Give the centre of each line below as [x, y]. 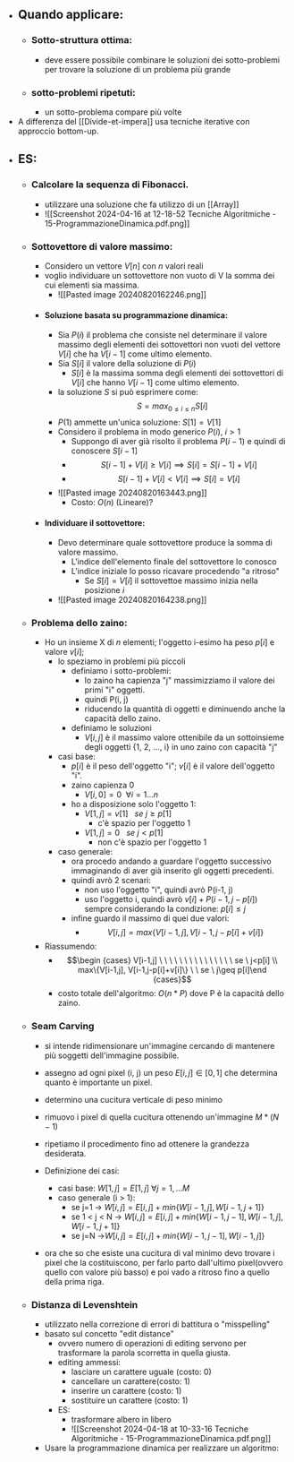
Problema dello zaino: [79, 623]
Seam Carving [63, 1027]
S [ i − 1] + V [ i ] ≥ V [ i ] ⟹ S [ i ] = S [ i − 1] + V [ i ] [179, 464]
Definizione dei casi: [82, 1170]
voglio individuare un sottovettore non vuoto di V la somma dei [160, 275]
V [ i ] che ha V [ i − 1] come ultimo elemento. [135, 354]
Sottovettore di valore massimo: [102, 246]
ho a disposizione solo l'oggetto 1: [134, 804]
